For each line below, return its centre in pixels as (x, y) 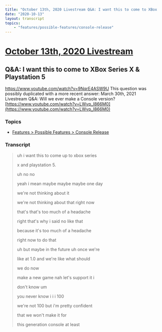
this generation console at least (48, 324)
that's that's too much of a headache (54, 212)
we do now (28, 268)
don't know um (32, 287)
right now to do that (37, 240)
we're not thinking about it (43, 193)
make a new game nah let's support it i (56, 277)
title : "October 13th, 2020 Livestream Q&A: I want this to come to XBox (81, 9)
